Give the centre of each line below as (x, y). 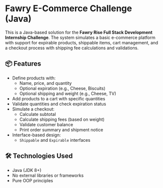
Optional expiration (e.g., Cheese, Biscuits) (62, 88)
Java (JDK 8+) (27, 170)
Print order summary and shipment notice (61, 130)
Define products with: (34, 78)
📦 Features (23, 64)
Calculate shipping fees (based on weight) (62, 119)
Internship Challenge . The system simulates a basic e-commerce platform (80, 38)
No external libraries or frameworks (48, 175)
